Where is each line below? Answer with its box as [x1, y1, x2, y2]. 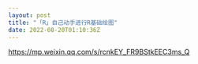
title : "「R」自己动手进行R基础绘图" [8, 19, 118, 27]
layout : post [8, 11, 51, 20]
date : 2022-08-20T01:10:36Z [8, 26, 101, 34]
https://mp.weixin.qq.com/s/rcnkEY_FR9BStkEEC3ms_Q [8, 48, 190, 57]
